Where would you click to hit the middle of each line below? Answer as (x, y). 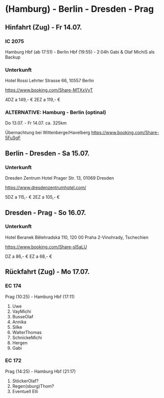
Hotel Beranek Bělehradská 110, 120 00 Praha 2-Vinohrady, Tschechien (77, 237)
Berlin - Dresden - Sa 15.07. (47, 153)
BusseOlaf (23, 316)
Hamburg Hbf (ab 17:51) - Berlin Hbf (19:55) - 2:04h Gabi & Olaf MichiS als (80, 52)
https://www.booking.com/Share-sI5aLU (46, 246)
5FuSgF (13, 138)
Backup (13, 57)
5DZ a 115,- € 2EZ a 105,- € (32, 197)
